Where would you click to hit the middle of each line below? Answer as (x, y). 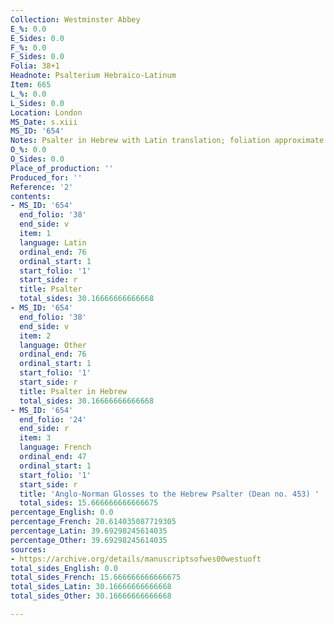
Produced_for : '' (46, 177)
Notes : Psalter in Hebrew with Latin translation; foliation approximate (167, 141)
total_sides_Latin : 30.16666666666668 (91, 587)
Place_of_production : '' (62, 168)
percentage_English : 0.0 (62, 512)
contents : (31, 196)
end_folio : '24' (53, 419)
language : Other (53, 345)
